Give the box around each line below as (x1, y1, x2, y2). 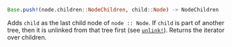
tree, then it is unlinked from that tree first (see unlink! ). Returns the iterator (7, 26, 225, 34)
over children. (7, 33, 47, 41)
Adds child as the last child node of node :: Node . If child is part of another (7, 18, 224, 27)
